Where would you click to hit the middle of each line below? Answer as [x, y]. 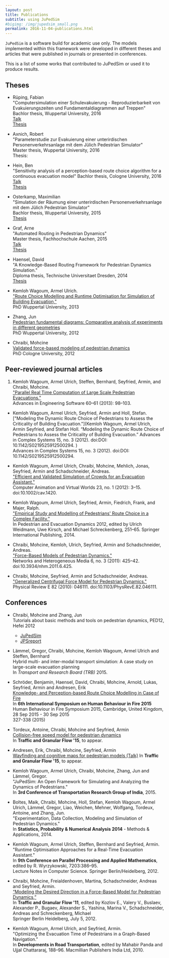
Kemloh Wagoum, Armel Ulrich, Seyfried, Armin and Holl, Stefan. [80, 413]
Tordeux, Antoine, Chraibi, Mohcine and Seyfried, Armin [71, 730]
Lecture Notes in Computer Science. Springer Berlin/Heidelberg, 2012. [86, 871]
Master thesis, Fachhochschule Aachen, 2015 [60, 239]
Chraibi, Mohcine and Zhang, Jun [47, 615]
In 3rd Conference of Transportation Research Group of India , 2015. [84, 792]
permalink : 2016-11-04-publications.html [49, 29]
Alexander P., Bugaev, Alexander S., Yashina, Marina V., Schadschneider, [88, 908]
